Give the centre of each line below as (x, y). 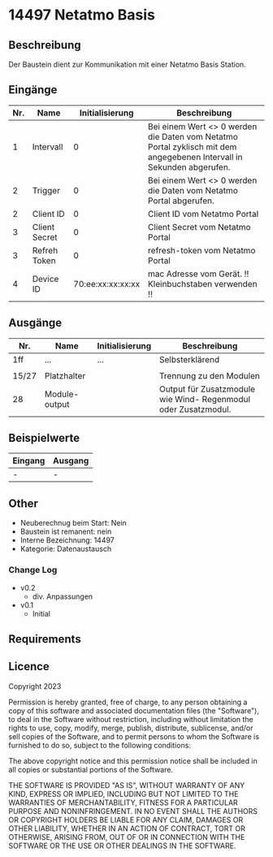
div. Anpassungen (63, 596)
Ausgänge (35, 323)
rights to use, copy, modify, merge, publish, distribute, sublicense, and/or (131, 728)
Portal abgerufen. (181, 201)
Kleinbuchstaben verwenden (202, 284)
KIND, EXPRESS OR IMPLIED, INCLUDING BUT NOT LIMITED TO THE (123, 794)
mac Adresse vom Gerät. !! (198, 274)
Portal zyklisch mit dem (192, 146)
